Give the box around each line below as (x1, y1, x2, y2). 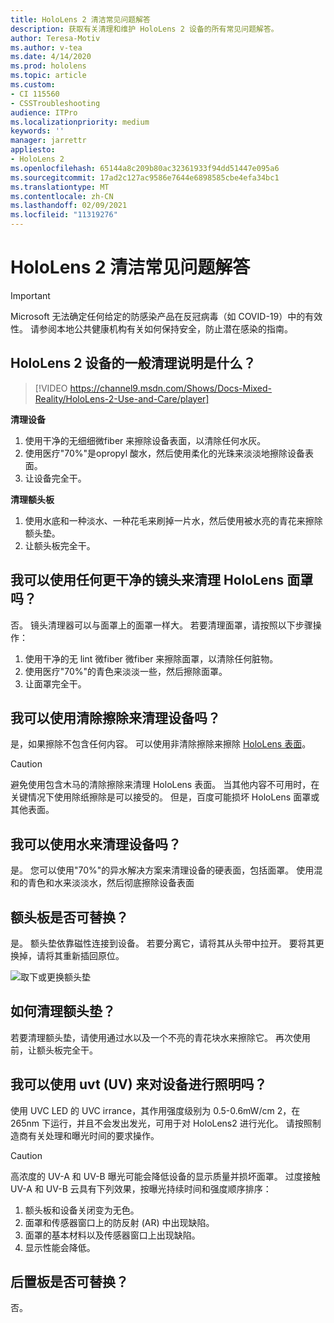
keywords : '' (10, 126, 65, 136)
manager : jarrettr (10, 136, 87, 146)
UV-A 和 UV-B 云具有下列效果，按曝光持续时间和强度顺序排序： (10, 1182, 272, 1195)
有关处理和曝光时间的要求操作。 (27, 1129, 160, 1141)
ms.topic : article (10, 71, 87, 81)
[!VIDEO (34, 382, 68, 394)
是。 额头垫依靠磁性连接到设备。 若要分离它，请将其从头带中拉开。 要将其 (10, 937, 316, 949)
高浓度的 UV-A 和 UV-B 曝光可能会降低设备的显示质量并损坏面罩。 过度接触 (10, 1170, 321, 1182)
